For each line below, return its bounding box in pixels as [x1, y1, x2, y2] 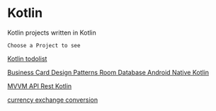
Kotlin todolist [7, 54, 47, 63]
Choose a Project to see [7, 42, 81, 49]
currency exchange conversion [7, 95, 98, 104]
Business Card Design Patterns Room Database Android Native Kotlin [7, 68, 210, 76]
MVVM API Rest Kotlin [7, 81, 72, 90]
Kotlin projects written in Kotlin [7, 28, 97, 37]
